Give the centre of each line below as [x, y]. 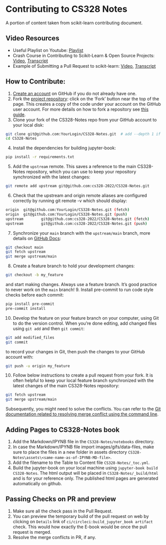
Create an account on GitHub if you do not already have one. [75, 93]
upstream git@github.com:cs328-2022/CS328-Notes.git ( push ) [77, 223]
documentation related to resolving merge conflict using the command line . [82, 414]
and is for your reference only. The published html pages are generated [85, 478]
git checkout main [24, 247]
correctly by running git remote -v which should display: [70, 201]
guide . [19, 114]
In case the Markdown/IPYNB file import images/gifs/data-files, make [83, 447]
